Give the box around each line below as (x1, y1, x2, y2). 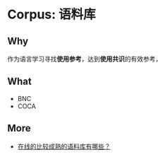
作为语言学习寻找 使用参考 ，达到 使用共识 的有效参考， (7, 54, 162, 63)
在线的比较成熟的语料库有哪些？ (17, 142, 111, 151)
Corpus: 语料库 (7, 6, 97, 23)
